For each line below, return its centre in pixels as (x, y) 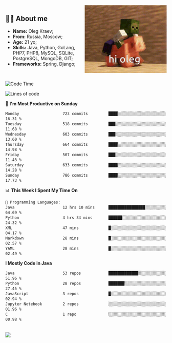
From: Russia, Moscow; (38, 36)
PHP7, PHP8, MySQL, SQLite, (43, 53)
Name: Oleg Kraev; (33, 31)
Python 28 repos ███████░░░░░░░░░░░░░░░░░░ (86, 283)
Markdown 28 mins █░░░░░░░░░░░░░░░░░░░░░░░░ (86, 238)
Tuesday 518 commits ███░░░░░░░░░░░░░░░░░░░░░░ (86, 124)
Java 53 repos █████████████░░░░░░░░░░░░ (86, 273)
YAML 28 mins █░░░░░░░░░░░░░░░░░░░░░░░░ (86, 249)
